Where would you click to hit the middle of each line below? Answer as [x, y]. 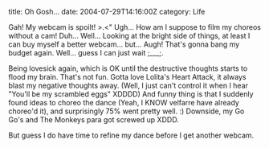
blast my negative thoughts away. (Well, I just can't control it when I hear [128, 85]
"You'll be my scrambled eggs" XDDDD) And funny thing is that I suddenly [131, 94]
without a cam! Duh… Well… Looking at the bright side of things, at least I [129, 36]
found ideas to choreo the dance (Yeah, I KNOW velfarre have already [124, 103]
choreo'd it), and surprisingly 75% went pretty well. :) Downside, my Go [126, 111]
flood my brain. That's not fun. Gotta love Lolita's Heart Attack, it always [127, 77]
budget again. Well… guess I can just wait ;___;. [86, 53]
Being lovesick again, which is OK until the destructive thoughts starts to [128, 68]
